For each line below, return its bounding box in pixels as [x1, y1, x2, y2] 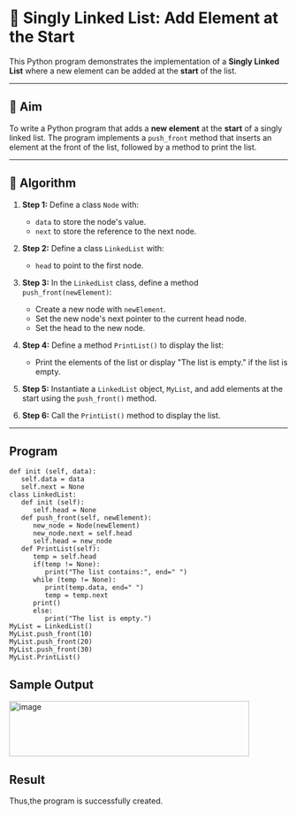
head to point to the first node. [34, 260, 144, 271]
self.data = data [20, 475, 86, 484]
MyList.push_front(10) [9, 630, 93, 639]
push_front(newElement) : [21, 287, 112, 297]
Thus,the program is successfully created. [9, 796, 164, 806]
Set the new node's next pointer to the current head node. [34, 313, 247, 324]
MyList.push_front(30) [9, 645, 93, 654]
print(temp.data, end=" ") [44, 583, 144, 592]
